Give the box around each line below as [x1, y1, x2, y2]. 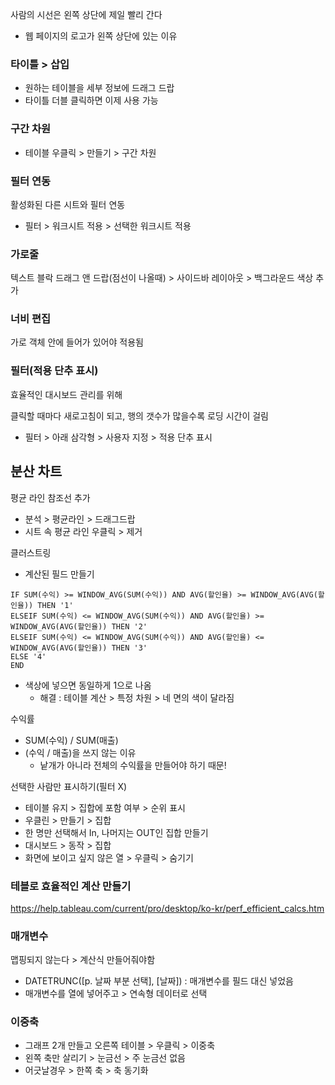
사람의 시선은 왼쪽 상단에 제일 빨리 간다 [10, 9, 163, 20]
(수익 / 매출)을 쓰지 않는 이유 [24, 746, 137, 758]
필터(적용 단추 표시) [10, 364, 99, 378]
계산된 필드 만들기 [24, 568, 95, 580]
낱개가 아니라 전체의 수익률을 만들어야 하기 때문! [39, 759, 227, 771]
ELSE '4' [10, 651, 47, 662]
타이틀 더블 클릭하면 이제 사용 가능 [24, 94, 159, 107]
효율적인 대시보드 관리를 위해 [10, 388, 123, 400]
